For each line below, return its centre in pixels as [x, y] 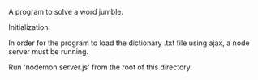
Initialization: [30, 27]
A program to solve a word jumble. [66, 12]
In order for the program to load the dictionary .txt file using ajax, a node [129, 43]
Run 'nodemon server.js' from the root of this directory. [101, 67]
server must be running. [49, 51]
